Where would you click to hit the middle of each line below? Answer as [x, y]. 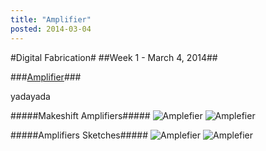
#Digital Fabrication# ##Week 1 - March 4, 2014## [114, 57]
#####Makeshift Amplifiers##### [80, 115]
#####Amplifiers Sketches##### [79, 135]
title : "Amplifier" [51, 19]
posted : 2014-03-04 [51, 29]
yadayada [30, 96]
